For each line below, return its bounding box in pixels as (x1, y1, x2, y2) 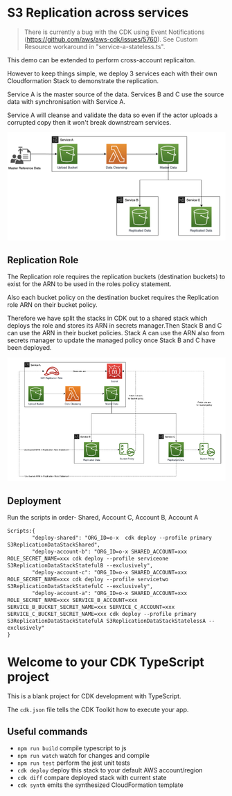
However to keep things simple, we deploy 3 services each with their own (7, 69, 217, 78)
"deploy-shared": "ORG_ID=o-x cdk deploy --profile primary (32, 535, 213, 542)
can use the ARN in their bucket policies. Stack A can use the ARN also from (7, 329, 225, 337)
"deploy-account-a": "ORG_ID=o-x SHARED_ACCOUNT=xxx (32, 590, 188, 597)
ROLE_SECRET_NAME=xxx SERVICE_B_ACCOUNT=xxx (7, 597, 138, 604)
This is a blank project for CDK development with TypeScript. (7, 692, 181, 700)
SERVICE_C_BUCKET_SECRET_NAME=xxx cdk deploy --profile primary (7, 611, 197, 618)
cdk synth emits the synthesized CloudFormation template (17, 781, 184, 789)
